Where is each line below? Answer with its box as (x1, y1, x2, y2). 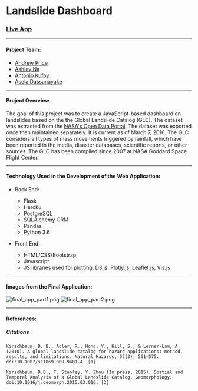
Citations (6, 329, 29, 336)
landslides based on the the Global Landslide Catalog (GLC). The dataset (6, 116, 183, 123)
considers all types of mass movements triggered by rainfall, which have (6, 135, 183, 142)
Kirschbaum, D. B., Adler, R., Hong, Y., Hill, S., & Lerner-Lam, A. (6, 343, 181, 349)
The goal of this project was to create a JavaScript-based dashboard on (6, 110, 181, 117)
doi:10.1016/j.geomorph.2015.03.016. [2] (6, 379, 110, 385)
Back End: (14, 186, 39, 193)
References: (6, 315, 37, 322)
